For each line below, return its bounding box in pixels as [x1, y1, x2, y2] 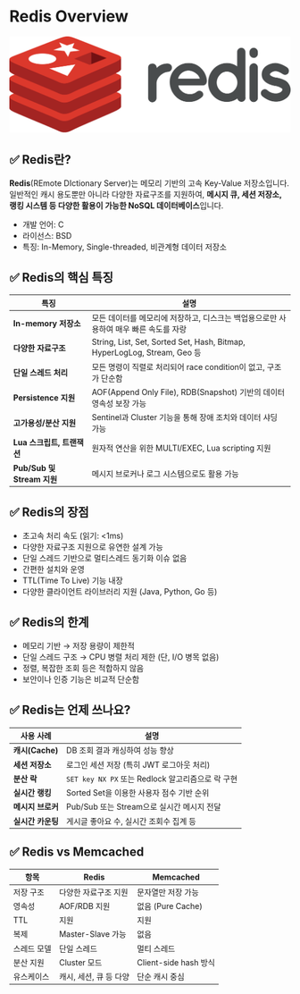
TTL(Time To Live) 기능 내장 [21, 575, 123, 585]
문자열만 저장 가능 [137, 887, 199, 897]
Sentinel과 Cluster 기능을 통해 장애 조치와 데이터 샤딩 [91, 412, 279, 423]
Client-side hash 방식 [137, 956, 216, 967]
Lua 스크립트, [12, 437, 61, 448]
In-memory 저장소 [12, 318, 81, 329]
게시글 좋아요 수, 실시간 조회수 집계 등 [66, 815, 196, 826]
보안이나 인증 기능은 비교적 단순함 [21, 673, 140, 685]
